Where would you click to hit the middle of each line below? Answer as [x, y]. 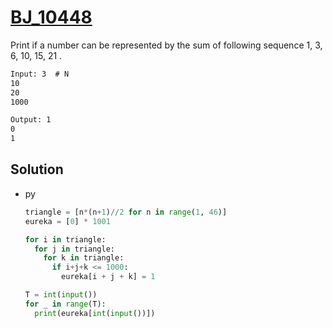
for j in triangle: [75, 249]
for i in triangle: [65, 239]
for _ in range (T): [65, 304]
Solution [37, 169]
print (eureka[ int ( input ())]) [95, 313]
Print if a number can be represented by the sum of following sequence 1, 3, [166, 45]
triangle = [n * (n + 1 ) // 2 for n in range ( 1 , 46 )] [126, 212]
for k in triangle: [84, 258]
